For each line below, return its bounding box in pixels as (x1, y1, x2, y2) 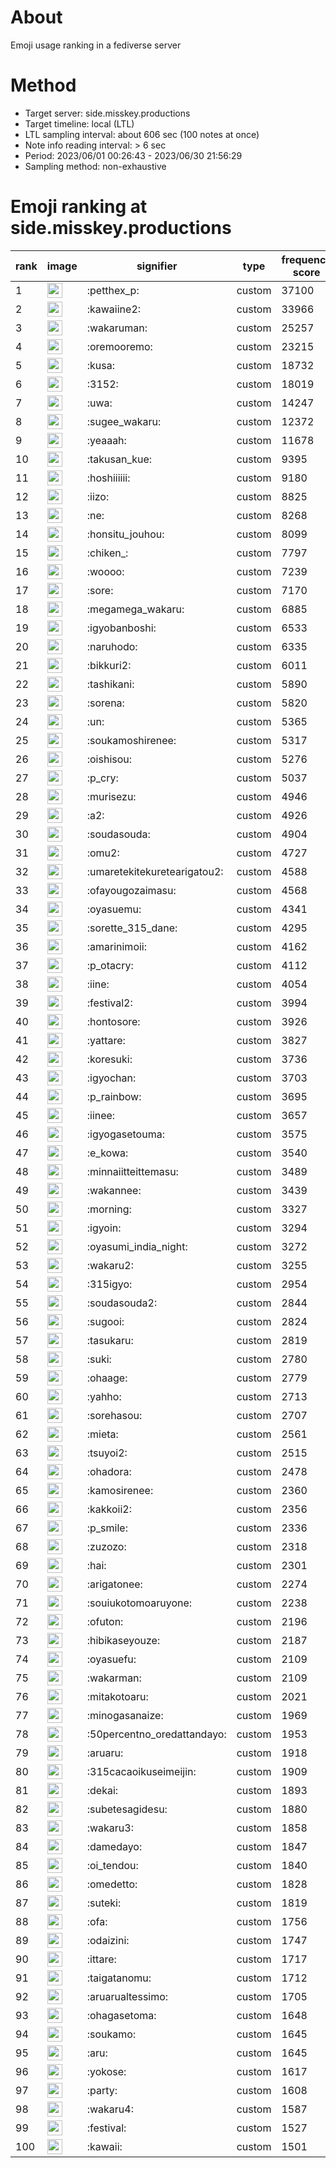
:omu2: (86, 846, 120, 860)
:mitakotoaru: (86, 1689, 149, 1703)
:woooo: (86, 564, 125, 578)
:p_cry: (86, 771, 119, 785)
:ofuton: (86, 1614, 124, 1628)
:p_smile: (86, 1521, 128, 1535)
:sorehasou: (86, 1408, 143, 1422)
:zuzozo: (86, 1539, 127, 1553)
